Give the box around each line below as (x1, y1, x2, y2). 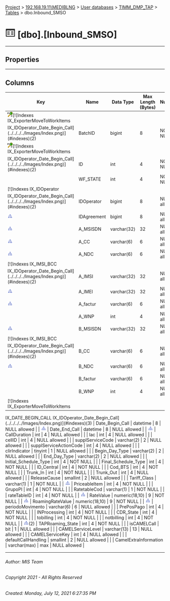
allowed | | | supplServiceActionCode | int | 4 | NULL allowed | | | (5, 442, 140, 448)
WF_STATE (78, 176, 101, 183)
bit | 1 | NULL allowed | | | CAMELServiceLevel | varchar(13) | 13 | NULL (5, 526, 153, 532)
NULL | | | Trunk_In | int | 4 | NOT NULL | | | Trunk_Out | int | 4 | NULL (5, 469, 149, 475)
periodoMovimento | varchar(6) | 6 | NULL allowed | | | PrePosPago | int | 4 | (5, 503, 164, 509)
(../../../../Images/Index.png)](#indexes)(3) (5, 420, 92, 426)
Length (140, 99, 156, 105)
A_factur (78, 300, 96, 307)
